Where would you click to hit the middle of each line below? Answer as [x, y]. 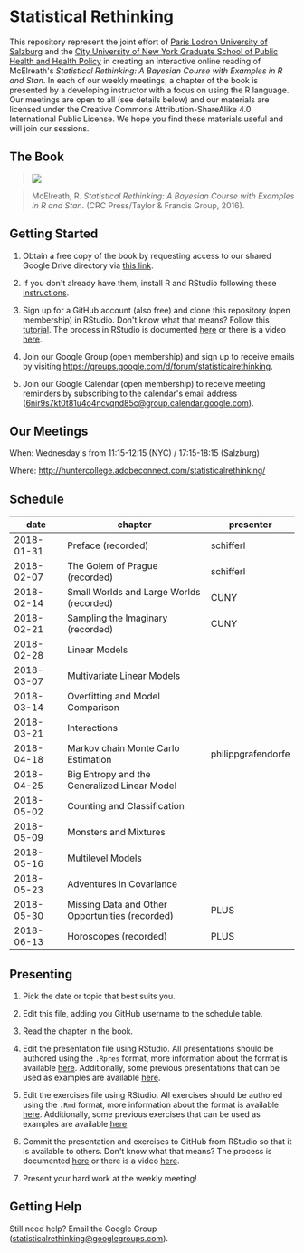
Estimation [90, 760]
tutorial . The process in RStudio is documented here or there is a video [154, 329]
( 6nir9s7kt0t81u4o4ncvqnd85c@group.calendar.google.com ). [138, 403]
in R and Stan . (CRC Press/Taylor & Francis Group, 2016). [138, 205]
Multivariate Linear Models [124, 676]
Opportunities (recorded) [121, 916]
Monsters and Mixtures [116, 833]
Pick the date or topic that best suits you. [99, 996]
